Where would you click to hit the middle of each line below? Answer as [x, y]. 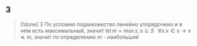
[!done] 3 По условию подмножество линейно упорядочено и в [101, 24]
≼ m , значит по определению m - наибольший [79, 37]
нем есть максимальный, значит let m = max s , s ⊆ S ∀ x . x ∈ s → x [106, 30]
